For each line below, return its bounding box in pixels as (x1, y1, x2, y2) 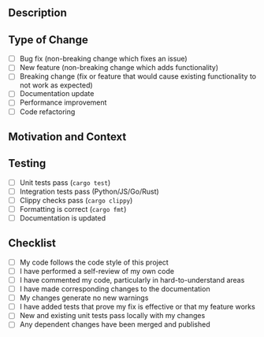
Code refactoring (19, 106, 76, 117)
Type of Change (8, 33, 88, 46)
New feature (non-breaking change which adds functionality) (19, 63, 219, 72)
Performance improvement (19, 98, 107, 107)
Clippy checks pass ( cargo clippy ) (19, 195, 133, 205)
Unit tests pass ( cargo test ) (19, 177, 111, 187)
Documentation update (19, 89, 95, 98)
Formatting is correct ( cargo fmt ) (19, 204, 127, 213)
